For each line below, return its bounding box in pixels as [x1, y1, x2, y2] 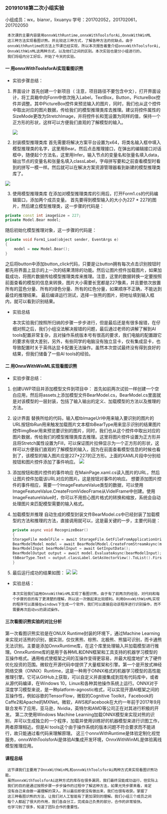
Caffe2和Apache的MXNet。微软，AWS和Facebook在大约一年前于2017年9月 [5, 699, 161, 705]
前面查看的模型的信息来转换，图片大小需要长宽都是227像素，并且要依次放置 [5, 279, 161, 285]
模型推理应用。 [5, 743, 36, 749]
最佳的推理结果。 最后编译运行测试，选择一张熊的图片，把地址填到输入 [5, 292, 150, 298]
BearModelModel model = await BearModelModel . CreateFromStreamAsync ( [12, 541, 160, 547]
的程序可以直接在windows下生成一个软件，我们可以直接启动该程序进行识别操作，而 [12, 602, 158, 607]
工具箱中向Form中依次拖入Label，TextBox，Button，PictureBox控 [25, 94, 161, 100]
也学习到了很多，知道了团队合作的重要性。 [7, 805, 82, 810]
